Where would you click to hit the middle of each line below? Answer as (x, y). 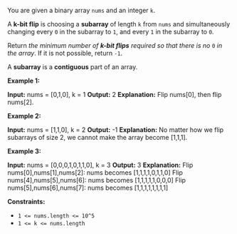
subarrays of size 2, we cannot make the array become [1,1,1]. (98, 137)
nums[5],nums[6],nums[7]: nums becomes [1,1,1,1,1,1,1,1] (88, 188)
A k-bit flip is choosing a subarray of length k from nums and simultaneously (119, 24)
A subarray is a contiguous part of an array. (73, 67)
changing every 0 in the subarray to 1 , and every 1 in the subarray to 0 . (111, 32)
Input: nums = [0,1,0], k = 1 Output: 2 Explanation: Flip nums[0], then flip (115, 95)
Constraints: (26, 202)
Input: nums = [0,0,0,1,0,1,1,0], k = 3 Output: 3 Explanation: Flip (100, 165)
